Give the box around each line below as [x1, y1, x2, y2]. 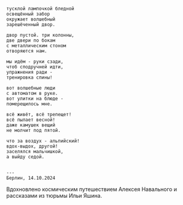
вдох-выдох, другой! [6, 143, 59, 149]
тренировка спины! [6, 74, 53, 80]
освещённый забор [6, 11, 50, 17]
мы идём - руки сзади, [6, 59, 64, 65]
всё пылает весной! [6, 117, 56, 123]
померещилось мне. [6, 101, 53, 107]
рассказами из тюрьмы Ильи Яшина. [6, 192, 102, 199]
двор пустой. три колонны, [6, 32, 75, 38]
